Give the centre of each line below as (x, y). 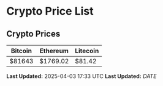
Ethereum (54, 51)
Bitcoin (21, 51)
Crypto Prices (33, 34)
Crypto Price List (50, 11)
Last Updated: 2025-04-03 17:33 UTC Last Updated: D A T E (81, 76)
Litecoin (87, 51)
